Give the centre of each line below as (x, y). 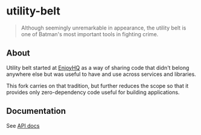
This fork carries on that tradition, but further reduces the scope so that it (97, 86)
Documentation (36, 111)
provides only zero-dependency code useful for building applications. (93, 92)
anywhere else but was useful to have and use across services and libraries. (101, 74)
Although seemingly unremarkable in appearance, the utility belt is (104, 28)
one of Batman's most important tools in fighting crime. (90, 34)
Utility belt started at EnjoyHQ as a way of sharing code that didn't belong (98, 67)
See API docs (23, 125)
